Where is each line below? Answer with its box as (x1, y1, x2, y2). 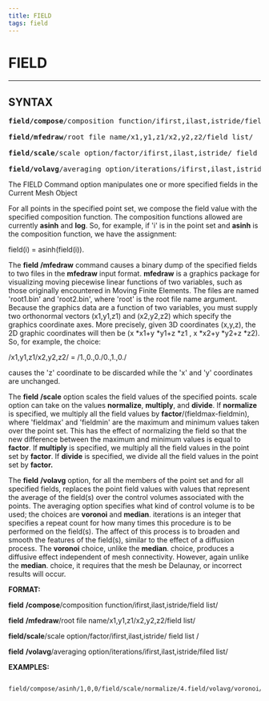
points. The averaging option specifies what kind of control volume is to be (8, 502, 255, 511)
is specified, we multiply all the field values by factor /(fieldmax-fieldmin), (8, 409, 250, 419)
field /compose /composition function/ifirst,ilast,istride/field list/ (8, 600, 219, 610)
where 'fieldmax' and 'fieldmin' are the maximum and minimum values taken (8, 417, 260, 427)
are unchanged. (8, 377, 61, 386)
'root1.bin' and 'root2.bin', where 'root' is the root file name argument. (8, 294, 238, 304)
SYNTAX (8, 95, 54, 109)
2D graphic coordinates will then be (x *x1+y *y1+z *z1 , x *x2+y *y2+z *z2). (8, 328, 260, 338)
